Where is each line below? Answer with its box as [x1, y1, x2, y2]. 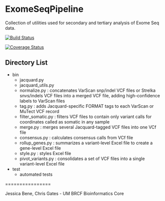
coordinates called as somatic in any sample [19, 119, 110, 124]
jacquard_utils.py [19, 82, 54, 88]
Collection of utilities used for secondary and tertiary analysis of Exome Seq [5, 20, 159, 26]
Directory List [5, 58, 48, 67]
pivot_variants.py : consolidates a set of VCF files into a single [19, 156, 145, 161]
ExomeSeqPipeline [5, 3, 84, 15]
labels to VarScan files [19, 98, 65, 104]
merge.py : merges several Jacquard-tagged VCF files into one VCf [19, 124, 157, 130]
